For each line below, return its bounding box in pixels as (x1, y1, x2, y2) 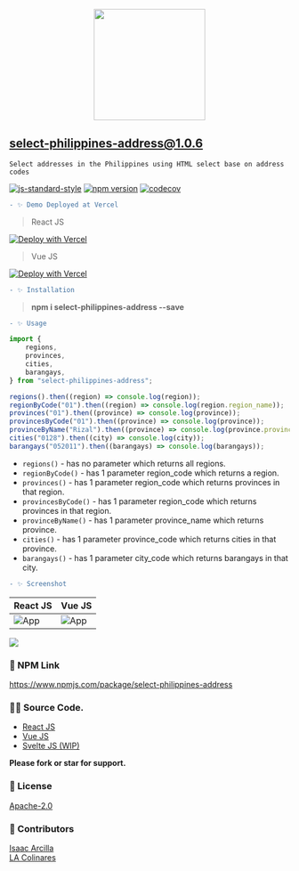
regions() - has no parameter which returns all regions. (21, 458, 226, 468)
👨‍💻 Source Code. (9, 701, 85, 713)
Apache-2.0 (9, 800, 53, 810)
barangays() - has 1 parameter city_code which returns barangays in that (21, 552, 289, 563)
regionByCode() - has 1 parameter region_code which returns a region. (21, 468, 279, 478)
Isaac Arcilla (9, 843, 54, 853)
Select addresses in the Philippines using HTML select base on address (9, 159, 285, 168)
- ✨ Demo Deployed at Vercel (9, 200, 118, 209)
